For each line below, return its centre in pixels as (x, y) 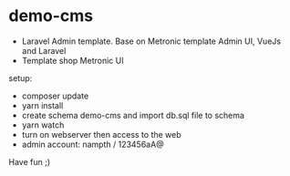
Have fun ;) (30, 161)
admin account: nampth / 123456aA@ (93, 144)
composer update (55, 96)
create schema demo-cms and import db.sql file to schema (133, 115)
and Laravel (44, 50)
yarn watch (43, 125)
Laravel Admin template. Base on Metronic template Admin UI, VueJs (151, 41)
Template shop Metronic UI (72, 60)
